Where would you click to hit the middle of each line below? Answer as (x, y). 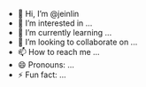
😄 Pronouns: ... (46, 65)
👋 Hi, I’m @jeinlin (48, 14)
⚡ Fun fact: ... (42, 75)
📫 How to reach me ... (58, 52)
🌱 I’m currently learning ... (65, 32)
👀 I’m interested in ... (55, 23)
